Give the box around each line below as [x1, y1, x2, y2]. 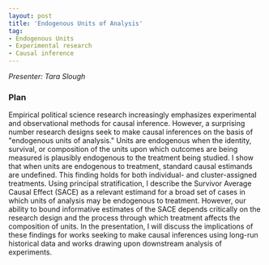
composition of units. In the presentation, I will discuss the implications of [8, 221, 254, 231]
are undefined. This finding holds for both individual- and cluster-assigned [8, 170, 258, 180]
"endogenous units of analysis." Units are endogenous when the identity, [8, 136, 252, 145]
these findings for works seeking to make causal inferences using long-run [8, 230, 259, 240]
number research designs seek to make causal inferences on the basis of [8, 127, 254, 137]
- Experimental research [8, 42, 92, 50]
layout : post [8, 11, 53, 20]
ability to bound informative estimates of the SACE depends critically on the [8, 204, 261, 214]
